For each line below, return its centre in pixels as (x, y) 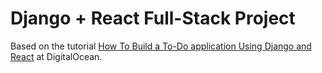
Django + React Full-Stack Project (153, 18)
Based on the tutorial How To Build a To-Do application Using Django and (161, 46)
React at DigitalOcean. (56, 56)
